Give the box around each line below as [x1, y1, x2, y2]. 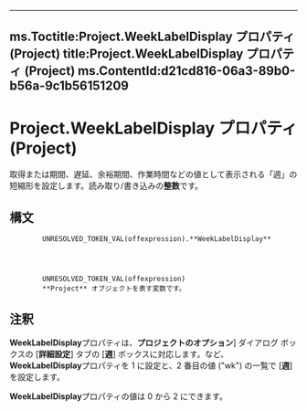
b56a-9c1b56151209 [9, 79, 130, 94]
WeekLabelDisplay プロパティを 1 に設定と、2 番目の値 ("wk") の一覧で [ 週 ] [9, 360, 293, 371]
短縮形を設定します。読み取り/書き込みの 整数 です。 [9, 180, 204, 192]
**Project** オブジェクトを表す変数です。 [42, 284, 186, 293]
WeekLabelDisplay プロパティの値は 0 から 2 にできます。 [9, 390, 228, 402]
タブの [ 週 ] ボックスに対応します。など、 [75, 348, 229, 359]
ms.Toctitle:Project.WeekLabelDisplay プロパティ [9, 29, 295, 45]
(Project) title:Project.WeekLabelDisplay [9, 47, 244, 62]
